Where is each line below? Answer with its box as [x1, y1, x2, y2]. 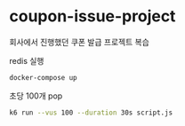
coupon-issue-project [9, 6, 176, 27]
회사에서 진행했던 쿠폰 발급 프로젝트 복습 [9, 36, 149, 47]
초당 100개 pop [9, 91, 63, 101]
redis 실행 [9, 55, 44, 66]
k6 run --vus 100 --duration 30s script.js [9, 108, 173, 117]
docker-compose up [9, 73, 77, 82]
